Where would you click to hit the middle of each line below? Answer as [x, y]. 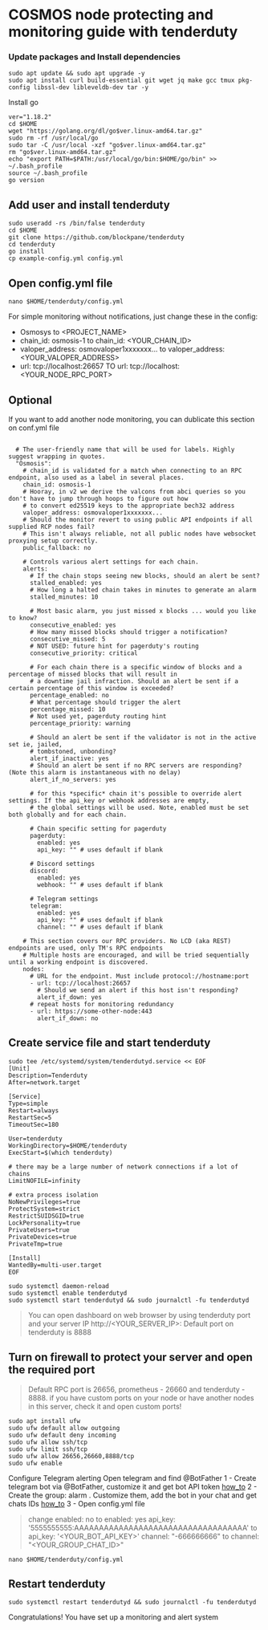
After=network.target [45, 1082]
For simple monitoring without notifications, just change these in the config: [133, 317]
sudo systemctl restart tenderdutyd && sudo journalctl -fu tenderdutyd [132, 1603]
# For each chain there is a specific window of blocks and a [136, 667]
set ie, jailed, [35, 744]
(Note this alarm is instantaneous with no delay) [95, 772]
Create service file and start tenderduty [110, 1043]
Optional [30, 400]
